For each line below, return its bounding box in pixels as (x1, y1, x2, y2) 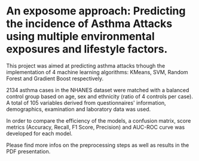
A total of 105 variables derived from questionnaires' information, (6, 99, 166, 106)
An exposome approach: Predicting (6, 4, 186, 18)
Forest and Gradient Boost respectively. (6, 75, 103, 82)
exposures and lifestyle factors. (6, 42, 168, 56)
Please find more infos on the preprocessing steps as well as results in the (6, 141, 189, 148)
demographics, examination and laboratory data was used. (6, 105, 151, 113)
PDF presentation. (6, 148, 51, 155)
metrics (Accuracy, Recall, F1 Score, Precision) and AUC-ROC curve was (6, 123, 185, 130)
